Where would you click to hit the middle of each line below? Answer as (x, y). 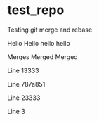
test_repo (36, 10)
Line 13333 (23, 70)
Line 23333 (24, 98)
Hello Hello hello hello (39, 43)
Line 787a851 (26, 84)
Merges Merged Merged (43, 57)
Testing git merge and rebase (50, 30)
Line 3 (16, 111)
